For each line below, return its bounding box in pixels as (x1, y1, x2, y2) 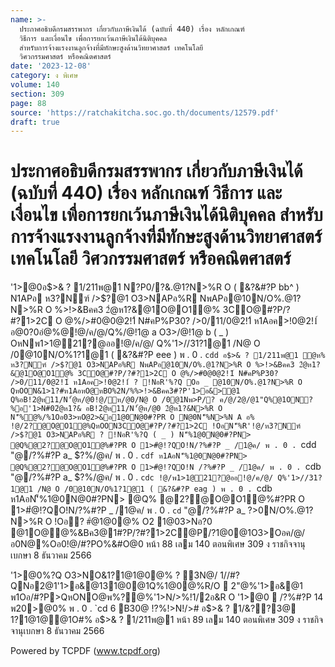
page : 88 (10, 98, 47, 108)
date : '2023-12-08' (10, 61, 92, 71)
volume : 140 (10, 80, 60, 90)
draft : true (10, 117, 60, 127)
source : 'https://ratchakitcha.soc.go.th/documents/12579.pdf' (10, 107, 280, 118)
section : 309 (10, 89, 65, 99)
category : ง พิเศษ (10, 71, 79, 81)
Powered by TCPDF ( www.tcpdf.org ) (10, 645, 161, 657)
